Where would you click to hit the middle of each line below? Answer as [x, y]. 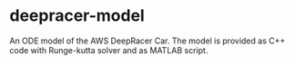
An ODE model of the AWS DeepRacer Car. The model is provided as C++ [147, 41]
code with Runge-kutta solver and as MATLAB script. [109, 50]
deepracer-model [77, 16]
